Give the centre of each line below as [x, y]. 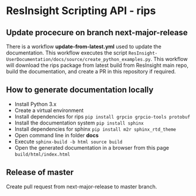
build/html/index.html [42, 154]
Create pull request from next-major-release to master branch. [82, 187]
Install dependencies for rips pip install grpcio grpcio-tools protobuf [102, 116]
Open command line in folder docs [56, 135]
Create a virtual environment [49, 110]
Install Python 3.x [36, 104]
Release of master [40, 172]
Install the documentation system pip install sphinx [79, 123]
